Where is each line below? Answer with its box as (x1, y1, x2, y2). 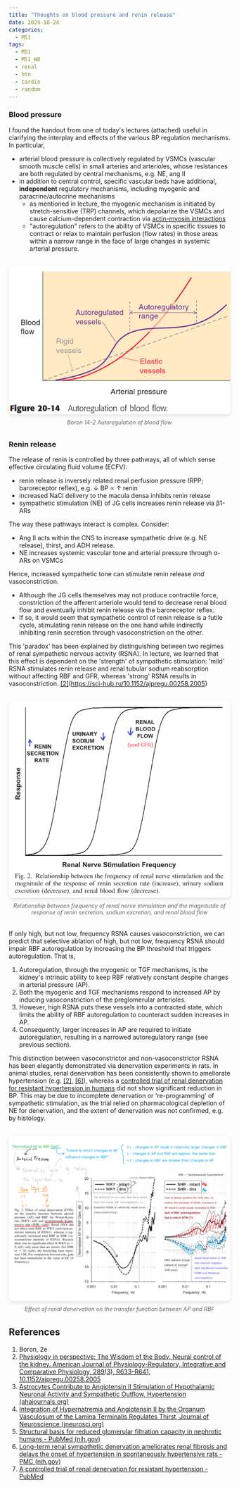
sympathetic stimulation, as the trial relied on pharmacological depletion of (8, 1099, 225, 1107)
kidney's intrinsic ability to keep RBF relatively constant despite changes (18, 973, 228, 981)
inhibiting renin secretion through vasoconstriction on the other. (18, 628, 204, 637)
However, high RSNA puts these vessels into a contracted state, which (18, 1002, 223, 1011)
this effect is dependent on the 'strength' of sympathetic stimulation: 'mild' (8, 657, 225, 666)
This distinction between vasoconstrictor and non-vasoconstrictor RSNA (8, 1054, 219, 1062)
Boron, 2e (18, 1345, 48, 1353)
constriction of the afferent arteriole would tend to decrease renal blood (18, 599, 227, 607)
